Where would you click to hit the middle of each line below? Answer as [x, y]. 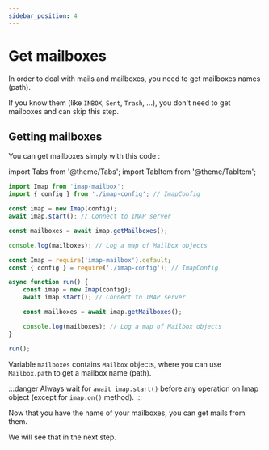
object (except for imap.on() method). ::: [76, 397]
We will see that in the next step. [63, 437]
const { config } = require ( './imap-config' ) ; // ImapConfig [113, 268]
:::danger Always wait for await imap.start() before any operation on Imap [134, 388]
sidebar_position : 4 [43, 16]
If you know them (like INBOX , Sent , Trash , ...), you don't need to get [120, 103]
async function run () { [48, 282]
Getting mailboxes [55, 136]
